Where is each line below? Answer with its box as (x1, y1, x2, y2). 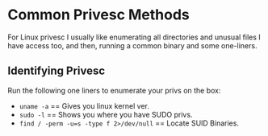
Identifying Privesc (7, 64, 106, 78)
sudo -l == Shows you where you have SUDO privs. (19, 109, 193, 119)
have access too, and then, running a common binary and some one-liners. (7, 40, 258, 50)
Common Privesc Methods (7, 6, 191, 24)
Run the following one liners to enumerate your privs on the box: (7, 85, 221, 95)
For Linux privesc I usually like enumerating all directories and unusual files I (7, 32, 262, 42)
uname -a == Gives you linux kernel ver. (19, 101, 150, 110)
